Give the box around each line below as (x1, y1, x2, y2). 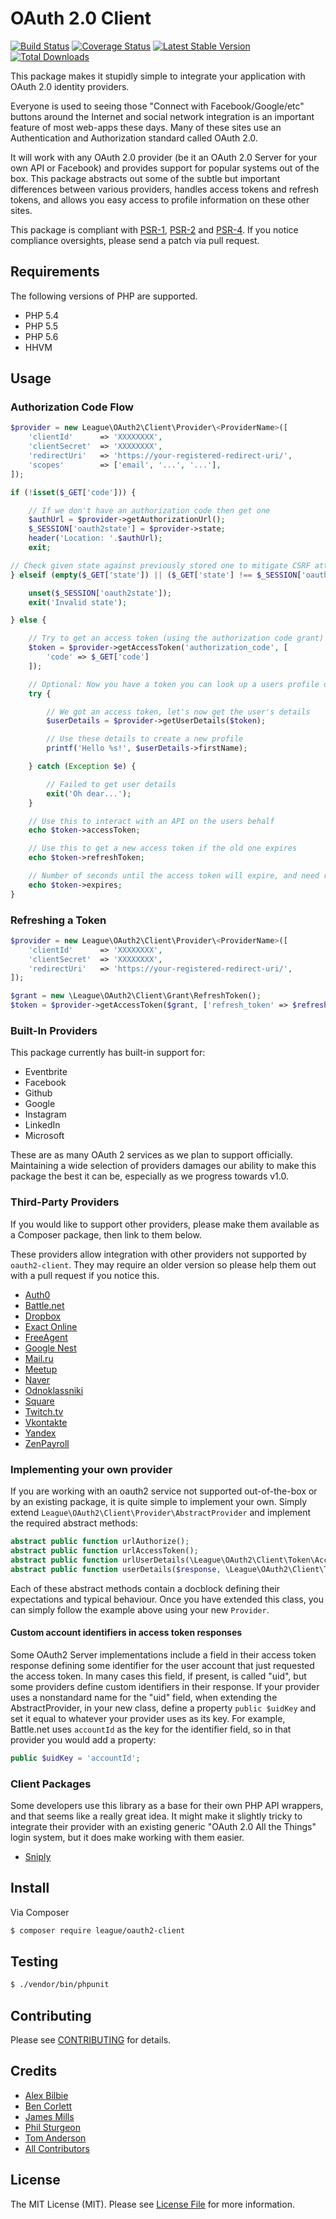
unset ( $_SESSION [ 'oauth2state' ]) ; (28, 588, 172, 598)
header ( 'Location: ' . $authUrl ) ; (28, 533, 163, 544)
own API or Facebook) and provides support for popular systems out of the (10, 162, 320, 174)
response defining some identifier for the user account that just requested (10, 1659, 315, 1671)
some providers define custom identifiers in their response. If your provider (10, 1680, 320, 1692)
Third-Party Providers (10, 1195, 120, 1209)
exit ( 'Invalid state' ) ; (28, 597, 128, 607)
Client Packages (10, 1777, 92, 1791)
